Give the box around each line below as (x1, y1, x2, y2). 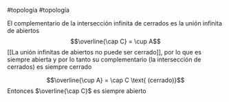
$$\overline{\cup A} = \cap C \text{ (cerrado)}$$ (46, 76, 185, 84)
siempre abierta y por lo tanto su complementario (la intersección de (7, 55, 201, 63)
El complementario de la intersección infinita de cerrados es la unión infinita (7, 19, 222, 27)
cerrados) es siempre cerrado (7, 63, 92, 71)
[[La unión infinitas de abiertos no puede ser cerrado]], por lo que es (7, 48, 201, 56)
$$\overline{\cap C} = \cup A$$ (70, 37, 161, 45)
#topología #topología (7, 6, 70, 14)
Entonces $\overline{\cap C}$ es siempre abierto (7, 87, 146, 95)
